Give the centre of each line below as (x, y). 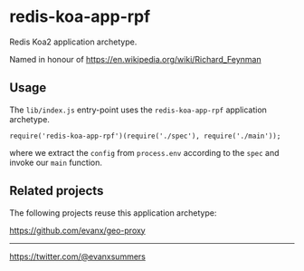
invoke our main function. (56, 162)
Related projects (57, 191)
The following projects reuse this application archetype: (113, 213)
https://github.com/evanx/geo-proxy (78, 230)
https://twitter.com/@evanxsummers (78, 256)
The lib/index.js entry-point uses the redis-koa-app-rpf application (138, 110)
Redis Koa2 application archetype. (73, 42)
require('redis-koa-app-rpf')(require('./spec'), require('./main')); (145, 136)
